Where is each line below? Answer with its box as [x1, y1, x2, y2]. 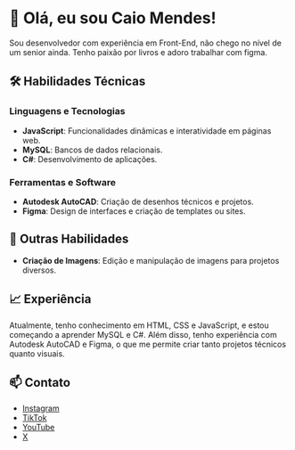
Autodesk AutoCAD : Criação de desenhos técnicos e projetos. [21, 196, 254, 207]
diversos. [21, 265, 56, 275]
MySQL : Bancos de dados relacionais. [21, 144, 163, 155]
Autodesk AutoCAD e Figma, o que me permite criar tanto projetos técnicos [9, 339, 287, 349]
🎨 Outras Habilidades [9, 232, 129, 247]
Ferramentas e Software [9, 176, 116, 188]
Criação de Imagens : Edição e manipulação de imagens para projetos [21, 255, 280, 266]
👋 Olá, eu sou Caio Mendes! [9, 8, 217, 29]
